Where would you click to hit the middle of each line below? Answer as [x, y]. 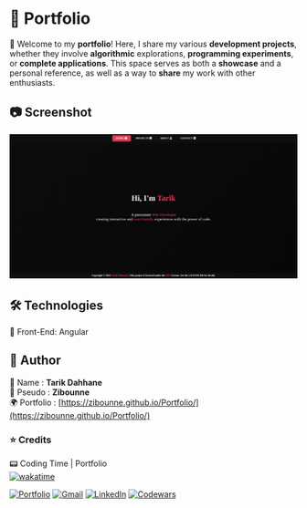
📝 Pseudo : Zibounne [49, 392]
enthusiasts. [32, 82]
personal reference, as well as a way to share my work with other [132, 73]
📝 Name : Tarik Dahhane [56, 382]
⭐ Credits [31, 440]
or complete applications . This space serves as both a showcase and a [145, 63]
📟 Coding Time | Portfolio [58, 463]
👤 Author [35, 361]
